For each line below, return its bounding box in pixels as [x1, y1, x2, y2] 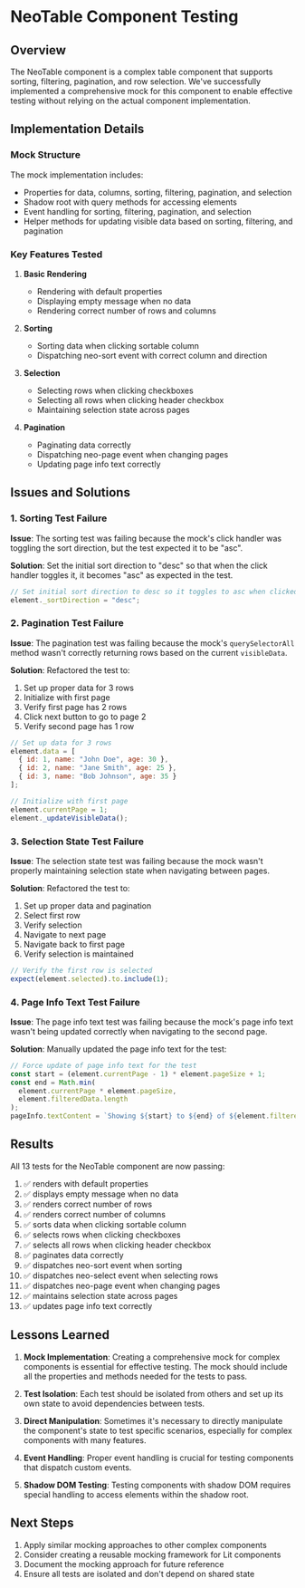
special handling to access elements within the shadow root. [23, 1488, 250, 1500]
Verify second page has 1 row [23, 720, 135, 731]
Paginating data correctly [36, 439, 132, 450]
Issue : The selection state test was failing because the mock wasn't [10, 855, 263, 866]
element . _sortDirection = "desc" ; [10, 595, 141, 604]
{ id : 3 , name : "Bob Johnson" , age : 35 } [18, 772, 177, 781]
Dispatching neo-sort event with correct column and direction [36, 350, 268, 361]
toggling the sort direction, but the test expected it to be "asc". [10, 542, 243, 553]
